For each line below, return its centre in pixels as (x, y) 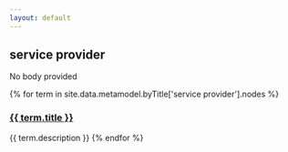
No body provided (43, 76)
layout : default (40, 18)
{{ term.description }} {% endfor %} (77, 137)
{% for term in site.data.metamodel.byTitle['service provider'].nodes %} (144, 94)
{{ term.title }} (41, 117)
